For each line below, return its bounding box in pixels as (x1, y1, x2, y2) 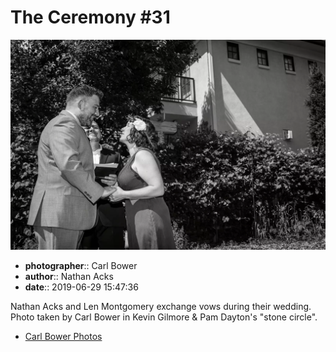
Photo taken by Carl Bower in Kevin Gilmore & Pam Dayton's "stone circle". (10, 311, 318, 323)
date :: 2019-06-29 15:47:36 (24, 281, 139, 293)
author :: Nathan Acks (24, 270, 114, 282)
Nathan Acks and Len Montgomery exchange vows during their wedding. (10, 300, 312, 312)
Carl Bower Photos (24, 330, 103, 342)
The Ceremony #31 (10, 6, 171, 29)
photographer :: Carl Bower (24, 259, 138, 271)
